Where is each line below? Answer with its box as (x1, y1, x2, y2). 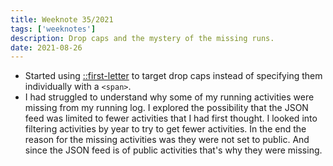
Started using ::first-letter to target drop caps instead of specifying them (24, 70, 323, 82)
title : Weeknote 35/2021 (10, 14, 114, 25)
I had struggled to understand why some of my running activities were (24, 91, 315, 103)
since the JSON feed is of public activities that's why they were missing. (24, 144, 323, 156)
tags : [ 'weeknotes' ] (10, 24, 97, 34)
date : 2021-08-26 (10, 42, 83, 53)
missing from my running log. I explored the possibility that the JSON (24, 102, 309, 114)
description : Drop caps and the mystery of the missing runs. (10, 33, 275, 43)
